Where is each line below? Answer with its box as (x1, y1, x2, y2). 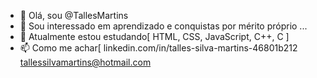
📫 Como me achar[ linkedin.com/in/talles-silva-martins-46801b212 (19, 42, 298, 54)
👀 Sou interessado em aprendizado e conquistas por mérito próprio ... (19, 20, 308, 32)
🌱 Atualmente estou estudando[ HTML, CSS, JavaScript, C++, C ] (19, 31, 290, 42)
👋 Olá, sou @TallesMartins (19, 10, 129, 21)
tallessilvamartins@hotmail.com (19, 56, 152, 68)
